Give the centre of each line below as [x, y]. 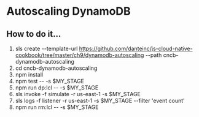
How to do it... [34, 34]
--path [154, 55]
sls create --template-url [46, 48]
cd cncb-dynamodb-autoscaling [56, 68]
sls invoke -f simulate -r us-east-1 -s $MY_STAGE [78, 94]
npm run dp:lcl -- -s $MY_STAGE [57, 88]
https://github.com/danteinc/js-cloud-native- [136, 48]
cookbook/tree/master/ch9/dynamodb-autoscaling [80, 55]
